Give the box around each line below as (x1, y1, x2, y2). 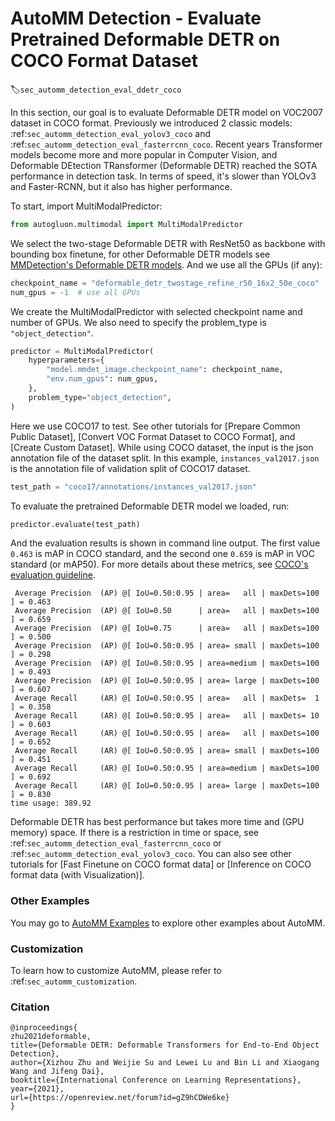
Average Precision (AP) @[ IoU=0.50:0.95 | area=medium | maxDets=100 (14, 658, 320, 669)
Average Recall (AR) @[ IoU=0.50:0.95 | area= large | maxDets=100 (14, 781, 320, 791)
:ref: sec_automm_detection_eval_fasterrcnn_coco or (10, 837, 222, 849)
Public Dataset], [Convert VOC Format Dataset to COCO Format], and (10, 430, 296, 442)
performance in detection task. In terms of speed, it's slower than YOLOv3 (10, 170, 317, 182)
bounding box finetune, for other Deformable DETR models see (10, 248, 271, 260)
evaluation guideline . (10, 569, 96, 581)
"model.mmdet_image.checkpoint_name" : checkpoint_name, (46, 365, 284, 375)
